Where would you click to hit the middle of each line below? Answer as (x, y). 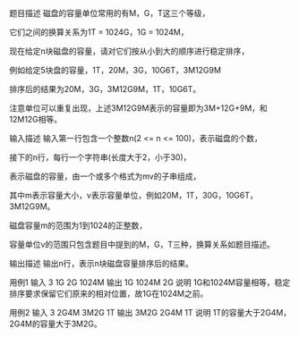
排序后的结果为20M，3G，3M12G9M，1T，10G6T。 (105, 89)
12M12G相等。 (36, 119)
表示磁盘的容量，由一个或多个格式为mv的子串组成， (105, 176)
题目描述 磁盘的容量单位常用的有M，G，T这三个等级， (110, 13)
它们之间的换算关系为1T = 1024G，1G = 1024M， (99, 32)
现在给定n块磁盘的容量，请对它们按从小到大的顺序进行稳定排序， (129, 51)
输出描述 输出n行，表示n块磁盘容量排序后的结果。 (102, 263)
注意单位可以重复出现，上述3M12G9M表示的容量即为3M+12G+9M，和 (139, 108)
